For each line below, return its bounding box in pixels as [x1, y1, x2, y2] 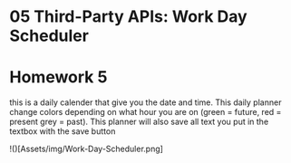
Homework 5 [9, 67, 108, 88]
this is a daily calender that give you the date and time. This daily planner [9, 97, 282, 108]
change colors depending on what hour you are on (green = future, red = [9, 107, 282, 118]
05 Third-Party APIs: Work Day [9, 6, 247, 27]
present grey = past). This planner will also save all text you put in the [9, 116, 269, 128]
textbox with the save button [9, 126, 116, 137]
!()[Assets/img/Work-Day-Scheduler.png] [9, 143, 163, 155]
